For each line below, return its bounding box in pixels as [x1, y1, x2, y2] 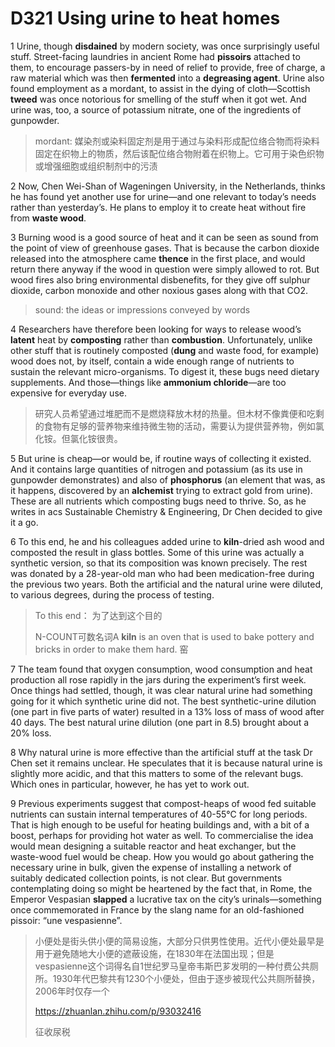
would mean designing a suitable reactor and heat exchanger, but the [10, 840, 297, 852]
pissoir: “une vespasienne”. [10, 914, 123, 926]
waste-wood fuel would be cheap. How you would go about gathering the [10, 850, 315, 862]
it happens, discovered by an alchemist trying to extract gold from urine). [10, 484, 313, 496]
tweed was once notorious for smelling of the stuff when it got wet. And [10, 93, 307, 105]
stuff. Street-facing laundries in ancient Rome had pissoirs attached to [10, 50, 301, 62]
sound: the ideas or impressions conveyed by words [34, 303, 251, 316]
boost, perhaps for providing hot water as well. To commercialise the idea [10, 829, 314, 841]
